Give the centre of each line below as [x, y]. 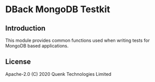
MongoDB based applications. [37, 46]
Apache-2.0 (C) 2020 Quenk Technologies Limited [58, 74]
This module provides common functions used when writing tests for [77, 40]
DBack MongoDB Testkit [58, 9]
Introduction [25, 28]
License [18, 62]
